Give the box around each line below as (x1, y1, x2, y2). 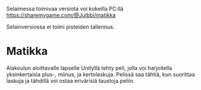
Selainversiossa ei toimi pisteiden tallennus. (6, 24, 115, 30)
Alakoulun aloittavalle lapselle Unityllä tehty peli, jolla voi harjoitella (6, 64, 173, 71)
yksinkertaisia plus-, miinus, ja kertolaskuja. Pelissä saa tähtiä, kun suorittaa (6, 71, 196, 78)
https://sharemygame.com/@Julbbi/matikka (6, 11, 116, 19)
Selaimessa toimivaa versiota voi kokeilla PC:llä (6, 5, 124, 12)
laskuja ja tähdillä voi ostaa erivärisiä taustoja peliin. (6, 77, 135, 84)
